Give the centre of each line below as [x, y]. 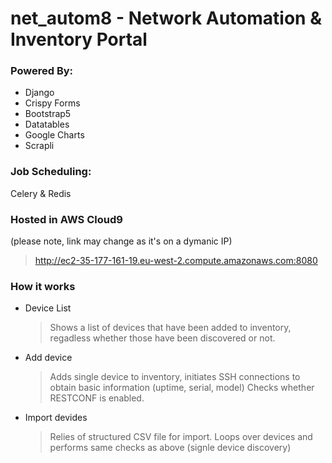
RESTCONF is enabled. [97, 398]
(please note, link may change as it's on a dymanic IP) [121, 241]
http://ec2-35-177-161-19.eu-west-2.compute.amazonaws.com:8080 [176, 261]
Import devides [56, 418]
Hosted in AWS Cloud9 [66, 219]
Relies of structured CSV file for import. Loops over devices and [181, 437]
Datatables [47, 124]
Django [39, 93]
